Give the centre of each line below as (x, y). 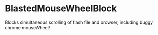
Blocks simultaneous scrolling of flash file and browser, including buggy (79, 22)
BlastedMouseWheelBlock (61, 9)
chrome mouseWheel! (28, 27)
